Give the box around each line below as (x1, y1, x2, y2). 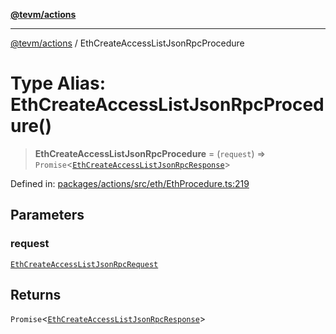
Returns (10, 287, 62, 304)
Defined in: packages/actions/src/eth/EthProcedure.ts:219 (10, 177, 250, 189)
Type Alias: (10, 72, 107, 95)
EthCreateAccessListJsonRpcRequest (10, 259, 159, 269)
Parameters (10, 207, 85, 224)
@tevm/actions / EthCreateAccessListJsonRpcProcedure (10, 37, 245, 49)
